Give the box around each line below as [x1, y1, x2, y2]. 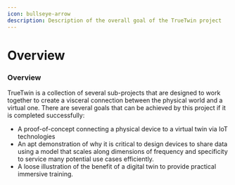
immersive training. [17, 169, 74, 178]
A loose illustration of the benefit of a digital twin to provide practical [17, 162, 217, 170]
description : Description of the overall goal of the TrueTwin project [7, 17, 222, 24]
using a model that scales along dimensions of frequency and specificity [17, 147, 229, 155]
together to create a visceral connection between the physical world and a [7, 96, 223, 105]
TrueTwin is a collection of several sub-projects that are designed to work [7, 88, 221, 97]
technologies [17, 132, 56, 141]
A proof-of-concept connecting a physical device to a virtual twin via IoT [17, 124, 229, 133]
